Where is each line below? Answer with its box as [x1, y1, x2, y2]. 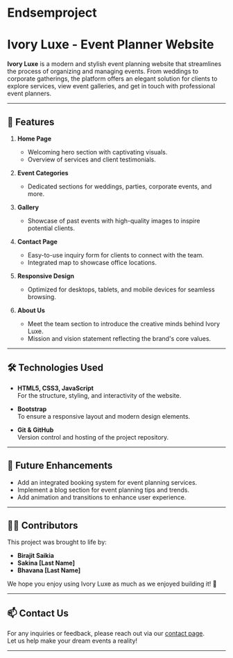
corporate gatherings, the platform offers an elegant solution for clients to [7, 74, 218, 83]
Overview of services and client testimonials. [27, 155, 156, 163]
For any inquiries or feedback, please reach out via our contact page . [7, 629, 205, 638]
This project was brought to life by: [7, 538, 107, 547]
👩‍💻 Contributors [7, 520, 78, 531]
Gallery [17, 203, 40, 211]
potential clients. [27, 224, 75, 232]
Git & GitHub [17, 426, 54, 434]
